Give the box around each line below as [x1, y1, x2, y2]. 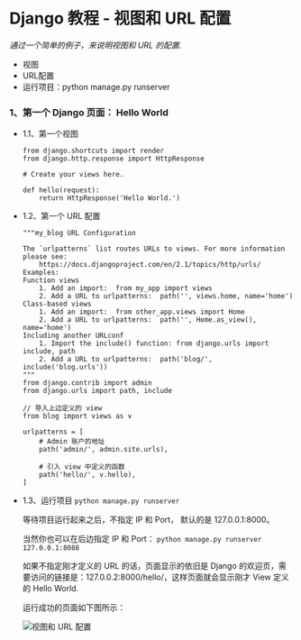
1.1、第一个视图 [22, 128, 79, 140]
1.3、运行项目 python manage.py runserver [22, 495, 180, 506]
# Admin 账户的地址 [39, 437, 105, 446]
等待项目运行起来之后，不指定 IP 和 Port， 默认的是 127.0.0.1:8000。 [22, 515, 275, 526]
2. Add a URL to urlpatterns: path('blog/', [39, 355, 214, 364]
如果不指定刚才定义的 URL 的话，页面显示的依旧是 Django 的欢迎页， [22, 561, 279, 571]
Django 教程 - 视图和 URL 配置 [9, 8, 232, 29]
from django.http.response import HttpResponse [22, 154, 205, 163]
